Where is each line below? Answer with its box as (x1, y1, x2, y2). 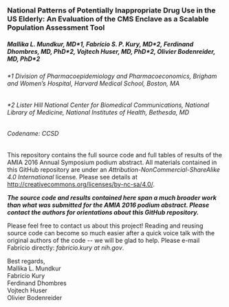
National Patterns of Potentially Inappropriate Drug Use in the (7, 6, 216, 15)
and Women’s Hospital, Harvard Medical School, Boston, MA (7, 79, 180, 88)
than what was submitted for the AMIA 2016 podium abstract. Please (7, 201, 210, 209)
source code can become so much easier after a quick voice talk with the (7, 228, 215, 237)
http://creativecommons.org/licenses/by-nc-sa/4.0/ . (7, 180, 155, 188)
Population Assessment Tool (7, 23, 105, 32)
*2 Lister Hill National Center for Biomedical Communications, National (7, 101, 210, 109)
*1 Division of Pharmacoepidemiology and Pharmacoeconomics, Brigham (7, 72, 217, 80)
